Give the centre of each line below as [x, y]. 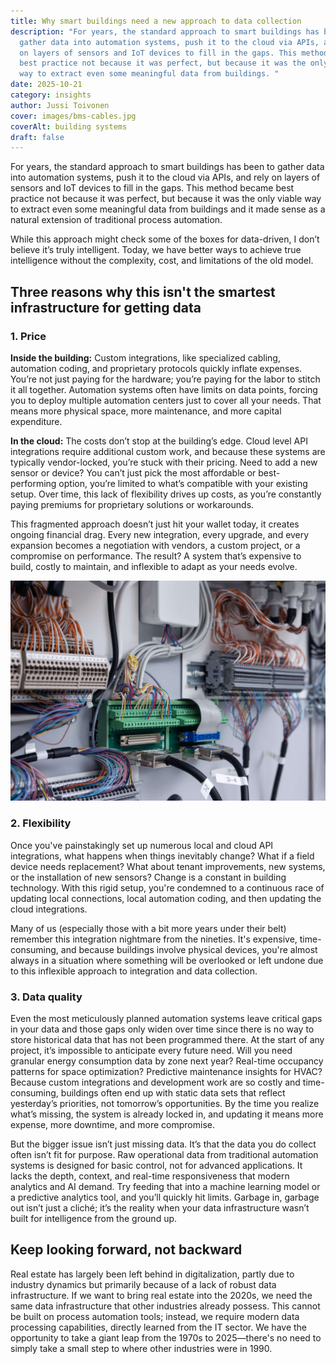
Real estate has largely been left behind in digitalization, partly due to [152, 1274]
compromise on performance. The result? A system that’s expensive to [156, 556]
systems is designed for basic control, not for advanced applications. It [156, 1165]
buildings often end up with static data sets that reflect [173, 1092]
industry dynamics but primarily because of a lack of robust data [143, 1284]
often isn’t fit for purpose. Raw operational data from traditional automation [164, 1154]
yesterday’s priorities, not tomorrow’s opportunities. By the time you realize [165, 1103]
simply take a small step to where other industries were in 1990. [141, 1348]
